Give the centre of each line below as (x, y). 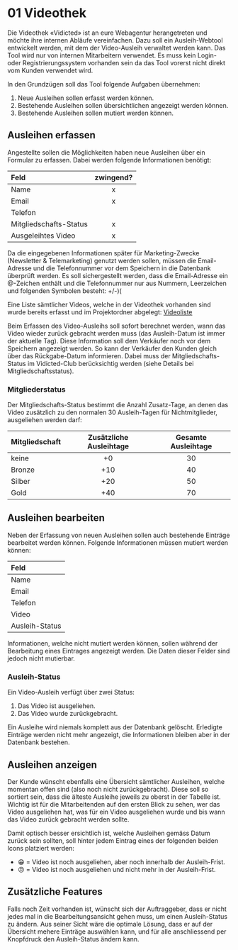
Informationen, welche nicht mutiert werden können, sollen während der (113, 643)
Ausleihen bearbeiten (56, 518)
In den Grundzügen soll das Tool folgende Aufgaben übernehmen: (104, 84)
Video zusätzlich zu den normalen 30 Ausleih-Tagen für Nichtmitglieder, (113, 412)
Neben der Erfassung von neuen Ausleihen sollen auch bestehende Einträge (119, 535)
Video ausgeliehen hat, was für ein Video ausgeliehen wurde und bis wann (116, 812)
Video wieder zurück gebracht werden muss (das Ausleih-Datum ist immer (116, 333)
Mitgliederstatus (36, 390)
